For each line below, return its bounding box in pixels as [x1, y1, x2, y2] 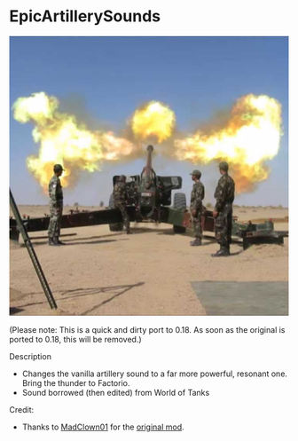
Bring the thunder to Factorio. [21, 377, 130, 388]
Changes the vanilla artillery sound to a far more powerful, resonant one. [21, 368, 288, 379]
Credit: [9, 404, 35, 414]
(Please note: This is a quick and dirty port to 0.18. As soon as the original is [9, 324, 286, 335]
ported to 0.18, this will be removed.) [9, 334, 142, 344]
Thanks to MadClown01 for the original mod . [21, 421, 184, 432]
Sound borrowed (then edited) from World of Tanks [21, 387, 210, 398]
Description [9, 350, 51, 361]
